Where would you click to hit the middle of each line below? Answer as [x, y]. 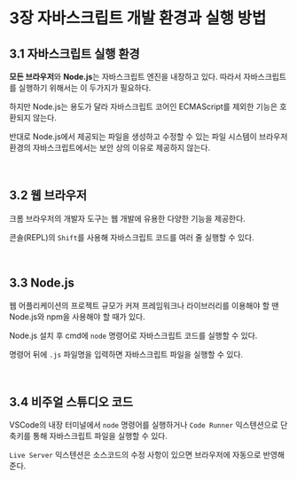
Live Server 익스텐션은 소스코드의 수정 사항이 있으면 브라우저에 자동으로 [135, 455]
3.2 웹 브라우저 [48, 196]
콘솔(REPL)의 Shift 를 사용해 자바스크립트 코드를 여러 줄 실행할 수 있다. [132, 237]
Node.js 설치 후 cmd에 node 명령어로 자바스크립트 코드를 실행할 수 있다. [133, 335]
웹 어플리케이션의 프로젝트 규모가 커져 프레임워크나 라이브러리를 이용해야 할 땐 [144, 305]
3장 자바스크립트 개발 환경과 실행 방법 [138, 18]
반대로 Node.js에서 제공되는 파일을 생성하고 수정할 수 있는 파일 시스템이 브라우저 [148, 137]
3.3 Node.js [42, 283]
